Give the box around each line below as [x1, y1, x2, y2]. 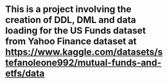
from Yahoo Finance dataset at [5, 36, 137, 47]
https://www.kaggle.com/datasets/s [5, 46, 163, 58]
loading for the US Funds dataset [5, 25, 146, 36]
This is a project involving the [5, 4, 132, 15]
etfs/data [5, 68, 45, 79]
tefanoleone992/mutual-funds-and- [5, 57, 162, 68]
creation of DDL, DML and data [5, 14, 137, 26]
